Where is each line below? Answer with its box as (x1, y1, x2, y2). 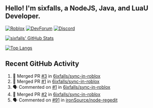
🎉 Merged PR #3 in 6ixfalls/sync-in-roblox (12, 73, 101, 79)
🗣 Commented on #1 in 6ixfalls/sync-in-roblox (12, 84, 110, 90)
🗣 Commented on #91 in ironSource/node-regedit (12, 97, 118, 103)
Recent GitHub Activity (5, 60, 80, 68)
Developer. (5, 12, 41, 21)
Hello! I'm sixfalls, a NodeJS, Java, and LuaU (5, 4, 148, 13)
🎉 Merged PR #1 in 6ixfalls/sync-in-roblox (12, 78, 100, 84)
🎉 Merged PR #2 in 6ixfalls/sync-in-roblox (12, 91, 101, 97)
